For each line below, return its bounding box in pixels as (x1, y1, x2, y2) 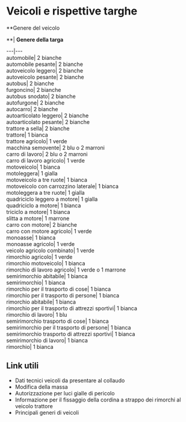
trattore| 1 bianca (6, 131, 48, 138)
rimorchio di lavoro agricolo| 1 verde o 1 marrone (6, 266, 126, 273)
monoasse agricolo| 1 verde (6, 240, 75, 247)
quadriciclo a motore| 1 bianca (6, 201, 81, 209)
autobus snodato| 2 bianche (6, 93, 76, 100)
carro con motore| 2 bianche (6, 221, 77, 228)
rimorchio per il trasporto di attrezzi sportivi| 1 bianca (6, 304, 137, 312)
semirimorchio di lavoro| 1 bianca (6, 337, 88, 344)
